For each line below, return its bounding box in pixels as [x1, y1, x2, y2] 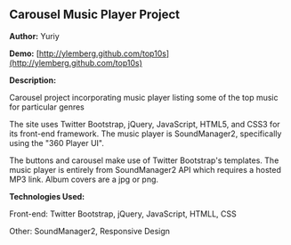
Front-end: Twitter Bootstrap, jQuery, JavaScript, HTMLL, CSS [9, 208, 238, 219]
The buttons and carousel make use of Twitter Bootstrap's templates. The [9, 155, 279, 166]
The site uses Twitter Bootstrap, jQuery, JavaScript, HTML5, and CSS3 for [9, 118, 280, 129]
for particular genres [9, 102, 85, 112]
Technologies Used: [9, 191, 85, 201]
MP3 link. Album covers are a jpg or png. [9, 174, 158, 184]
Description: [9, 75, 56, 86]
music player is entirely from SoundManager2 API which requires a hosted [9, 164, 282, 175]
